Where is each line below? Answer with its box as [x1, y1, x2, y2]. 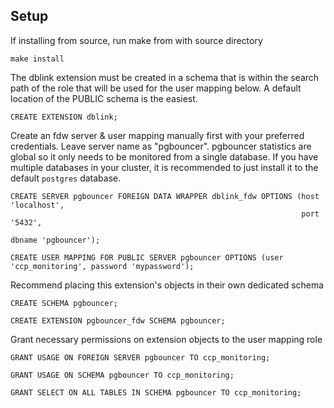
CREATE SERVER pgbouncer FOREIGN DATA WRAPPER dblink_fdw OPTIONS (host [10, 191, 320, 201]
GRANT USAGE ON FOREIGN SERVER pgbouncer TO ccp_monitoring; [10, 352, 271, 363]
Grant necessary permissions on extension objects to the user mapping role [10, 333, 323, 345]
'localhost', [10, 200, 65, 210]
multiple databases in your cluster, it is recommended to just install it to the [10, 161, 319, 173]
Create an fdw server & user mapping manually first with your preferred [10, 129, 305, 141]
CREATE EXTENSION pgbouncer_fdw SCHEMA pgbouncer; [10, 315, 226, 326]
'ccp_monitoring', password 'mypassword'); [10, 261, 195, 271]
